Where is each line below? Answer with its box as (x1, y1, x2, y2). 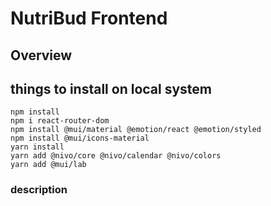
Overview (10, 47, 73, 64)
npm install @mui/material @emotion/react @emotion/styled (10, 125, 262, 135)
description (10, 183, 68, 197)
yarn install (10, 142, 65, 152)
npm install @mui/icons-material (10, 133, 150, 144)
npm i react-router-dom (10, 116, 110, 126)
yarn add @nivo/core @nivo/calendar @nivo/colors (10, 151, 222, 161)
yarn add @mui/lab (10, 160, 87, 170)
